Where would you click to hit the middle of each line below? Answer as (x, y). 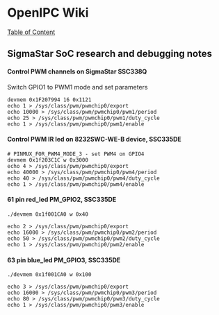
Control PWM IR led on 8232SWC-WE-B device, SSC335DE (95, 139)
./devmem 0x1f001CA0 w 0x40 (48, 214)
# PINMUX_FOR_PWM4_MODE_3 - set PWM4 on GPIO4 (76, 154)
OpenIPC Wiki (48, 13)
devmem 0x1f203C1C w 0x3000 (48, 160)
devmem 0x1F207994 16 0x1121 (49, 100)
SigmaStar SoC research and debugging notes (109, 54)
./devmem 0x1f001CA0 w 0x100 (49, 275)
